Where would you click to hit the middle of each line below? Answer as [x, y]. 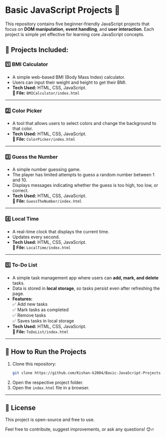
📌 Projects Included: [37, 50]
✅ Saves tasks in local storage [43, 321]
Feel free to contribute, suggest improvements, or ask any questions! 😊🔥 [80, 429]
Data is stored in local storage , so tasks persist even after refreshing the [86, 288]
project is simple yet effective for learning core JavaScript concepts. [75, 34]
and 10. [20, 180]
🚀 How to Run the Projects [46, 352]
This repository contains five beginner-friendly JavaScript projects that [77, 24]
